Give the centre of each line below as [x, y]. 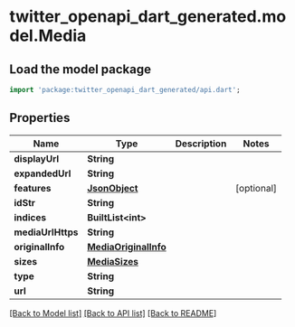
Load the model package [81, 69]
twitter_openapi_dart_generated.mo [148, 17]
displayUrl [37, 158]
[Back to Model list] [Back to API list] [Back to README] [113, 313]
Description [201, 144]
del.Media [48, 36]
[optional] [256, 188]
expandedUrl [43, 173]
